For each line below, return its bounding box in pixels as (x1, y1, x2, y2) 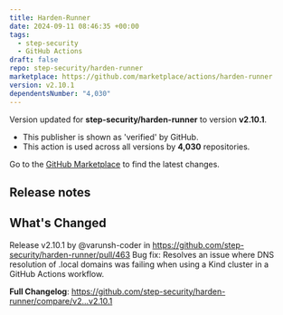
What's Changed (9, 215, 107, 231)
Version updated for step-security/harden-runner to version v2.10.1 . (9, 114, 268, 125)
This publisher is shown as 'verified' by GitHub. (22, 131, 199, 142)
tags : (9, 30, 30, 39)
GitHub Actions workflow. (9, 268, 105, 279)
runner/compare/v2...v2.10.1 (9, 295, 113, 306)
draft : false (9, 55, 59, 64)
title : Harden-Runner (9, 13, 91, 23)
